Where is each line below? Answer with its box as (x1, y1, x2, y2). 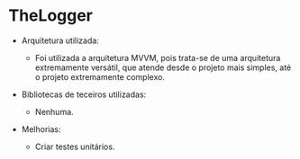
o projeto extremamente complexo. (34, 71, 166, 82)
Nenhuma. (34, 106, 74, 117)
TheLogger (8, 5, 94, 26)
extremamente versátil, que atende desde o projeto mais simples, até (34, 62, 292, 73)
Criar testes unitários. (34, 141, 115, 152)
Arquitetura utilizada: (21, 35, 100, 46)
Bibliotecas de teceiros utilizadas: (21, 89, 147, 100)
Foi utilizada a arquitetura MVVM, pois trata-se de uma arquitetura (34, 52, 281, 63)
